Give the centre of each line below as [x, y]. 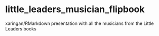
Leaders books [21, 28]
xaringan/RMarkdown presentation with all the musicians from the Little [79, 23]
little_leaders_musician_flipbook [75, 9]
